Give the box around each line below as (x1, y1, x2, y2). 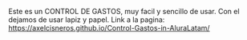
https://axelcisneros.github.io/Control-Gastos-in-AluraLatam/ (8, 24, 210, 32)
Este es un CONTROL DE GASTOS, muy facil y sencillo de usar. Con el (8, 7, 240, 16)
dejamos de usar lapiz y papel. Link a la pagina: (8, 15, 165, 24)
